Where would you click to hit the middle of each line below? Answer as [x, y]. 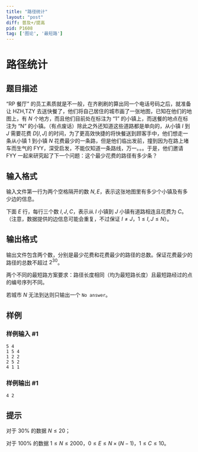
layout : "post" [25, 17]
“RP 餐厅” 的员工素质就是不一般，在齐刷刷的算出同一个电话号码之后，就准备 [99, 104]
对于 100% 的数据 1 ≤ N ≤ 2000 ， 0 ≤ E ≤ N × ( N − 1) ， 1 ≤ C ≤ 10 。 [88, 443]
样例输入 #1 [22, 334]
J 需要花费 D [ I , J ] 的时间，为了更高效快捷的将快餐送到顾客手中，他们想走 [95, 133]
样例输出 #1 [22, 383]
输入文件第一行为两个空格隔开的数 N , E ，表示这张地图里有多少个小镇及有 [95, 191]
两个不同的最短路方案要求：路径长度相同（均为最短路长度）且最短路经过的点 [99, 275]
